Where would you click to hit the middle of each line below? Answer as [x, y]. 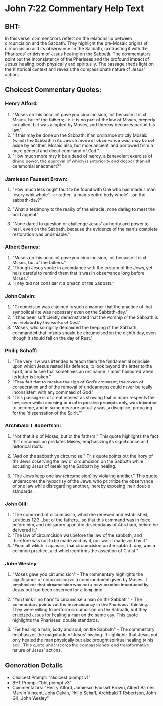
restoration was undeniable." [41, 234]
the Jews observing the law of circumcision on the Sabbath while [78, 461]
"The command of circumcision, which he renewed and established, [81, 515]
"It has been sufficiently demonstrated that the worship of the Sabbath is [85, 317]
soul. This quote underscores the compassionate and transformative [81, 645]
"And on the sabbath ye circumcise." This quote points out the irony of [82, 456]
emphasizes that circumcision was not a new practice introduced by [81, 585]
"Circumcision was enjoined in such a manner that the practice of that [82, 307]
